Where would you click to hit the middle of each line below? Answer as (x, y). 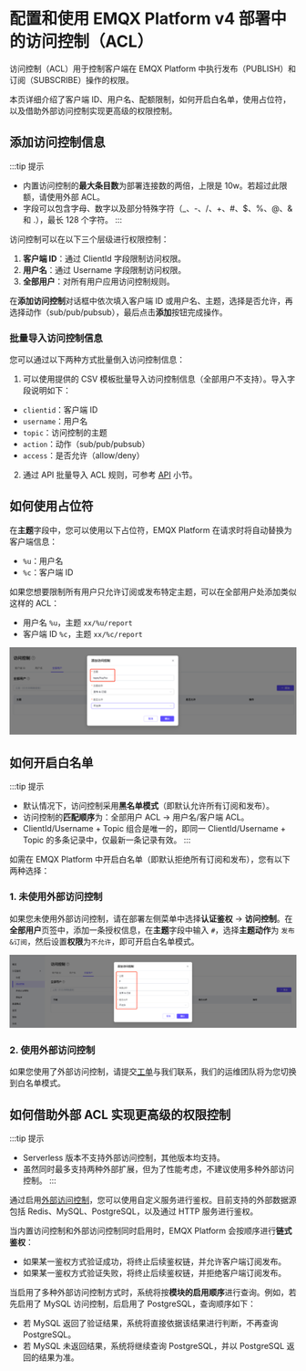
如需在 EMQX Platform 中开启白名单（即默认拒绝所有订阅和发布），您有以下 (150, 860)
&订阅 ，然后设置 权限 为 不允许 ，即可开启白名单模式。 (104, 941)
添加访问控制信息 (57, 142)
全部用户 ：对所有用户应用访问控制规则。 (98, 281)
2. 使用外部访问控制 (52, 1050)
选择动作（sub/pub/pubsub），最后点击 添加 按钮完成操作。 (118, 312)
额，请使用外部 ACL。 (64, 196)
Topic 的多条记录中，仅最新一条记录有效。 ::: (107, 840)
